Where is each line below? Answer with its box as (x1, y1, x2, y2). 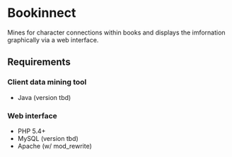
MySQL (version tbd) (17, 134, 79, 142)
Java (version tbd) (17, 93, 71, 101)
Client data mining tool (7, 77, 87, 87)
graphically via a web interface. (7, 35, 99, 44)
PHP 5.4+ (17, 127, 46, 135)
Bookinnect (7, 5, 76, 21)
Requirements (7, 56, 71, 68)
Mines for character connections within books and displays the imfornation (7, 28, 226, 37)
